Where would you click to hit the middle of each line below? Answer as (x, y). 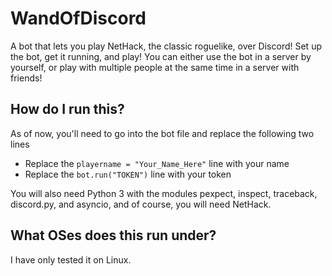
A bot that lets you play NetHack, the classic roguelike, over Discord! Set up (166, 46)
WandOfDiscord (78, 18)
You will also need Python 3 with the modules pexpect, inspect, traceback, (164, 193)
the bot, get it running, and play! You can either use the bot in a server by (161, 56)
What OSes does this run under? (113, 235)
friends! (26, 78)
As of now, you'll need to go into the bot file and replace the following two (162, 133)
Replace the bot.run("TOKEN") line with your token (128, 174)
